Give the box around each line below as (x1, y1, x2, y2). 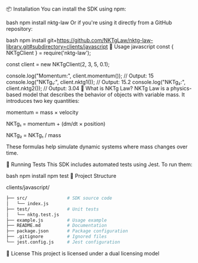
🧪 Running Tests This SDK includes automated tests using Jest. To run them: (6, 161, 193, 168)
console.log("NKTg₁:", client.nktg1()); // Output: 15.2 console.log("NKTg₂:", (6, 79, 186, 85)
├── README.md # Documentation (6, 223, 108, 229)
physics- (170, 85, 192, 92)
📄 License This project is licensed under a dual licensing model (6, 249, 160, 256)
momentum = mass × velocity (6, 109, 79, 116)
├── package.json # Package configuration (6, 228, 128, 234)
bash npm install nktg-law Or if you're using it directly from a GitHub (6, 19, 173, 26)
